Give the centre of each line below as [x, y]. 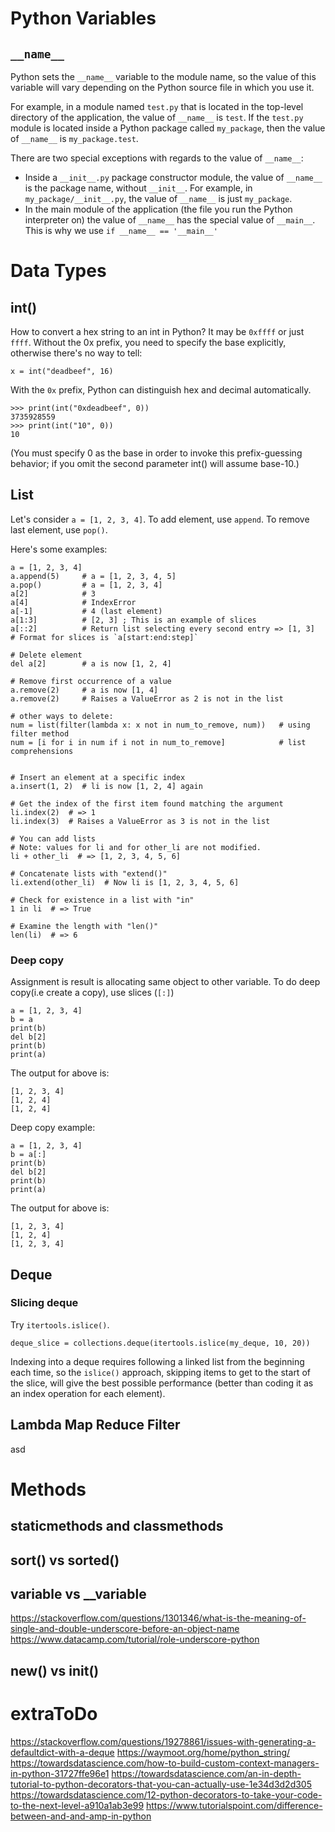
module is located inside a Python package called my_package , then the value [168, 128]
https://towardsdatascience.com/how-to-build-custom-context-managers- [165, 1763]
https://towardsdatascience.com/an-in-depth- [206, 1773]
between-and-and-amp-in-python [81, 1816]
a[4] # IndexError [73, 602]
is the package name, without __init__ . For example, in [138, 188]
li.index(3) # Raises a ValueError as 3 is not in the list [140, 821]
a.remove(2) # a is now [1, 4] [84, 690]
